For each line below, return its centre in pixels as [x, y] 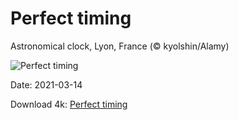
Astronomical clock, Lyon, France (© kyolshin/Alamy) [120, 46]
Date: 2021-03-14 [46, 84]
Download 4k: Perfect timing [69, 104]
